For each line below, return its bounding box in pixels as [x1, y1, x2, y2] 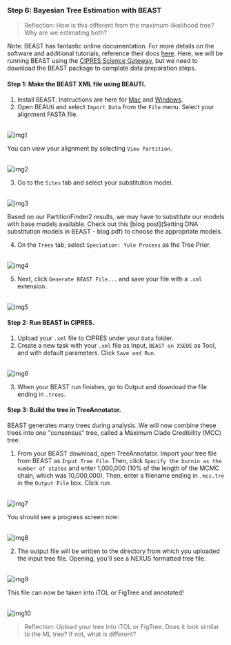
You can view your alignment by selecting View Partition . [7, 144, 172, 152]
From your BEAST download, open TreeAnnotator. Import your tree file [17, 449, 217, 458]
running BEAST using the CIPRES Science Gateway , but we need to [7, 57, 199, 65]
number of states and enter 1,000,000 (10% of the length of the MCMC [17, 464, 220, 472]
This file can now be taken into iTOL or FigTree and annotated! [7, 588, 184, 597]
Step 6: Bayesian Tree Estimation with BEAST [7, 6, 162, 15]
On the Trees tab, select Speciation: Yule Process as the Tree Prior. [17, 241, 212, 249]
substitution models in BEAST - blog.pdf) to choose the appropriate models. [7, 227, 223, 235]
